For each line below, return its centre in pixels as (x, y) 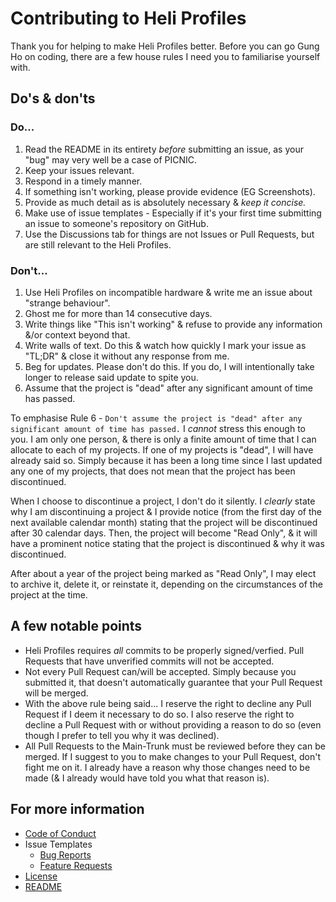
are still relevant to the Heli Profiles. (98, 244)
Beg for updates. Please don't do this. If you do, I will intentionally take (169, 366)
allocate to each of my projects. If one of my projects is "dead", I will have (162, 449)
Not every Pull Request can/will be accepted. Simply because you (160, 671)
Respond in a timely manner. (83, 181)
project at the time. (49, 594)
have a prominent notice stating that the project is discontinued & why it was (167, 543)
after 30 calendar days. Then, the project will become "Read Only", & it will (164, 533)
